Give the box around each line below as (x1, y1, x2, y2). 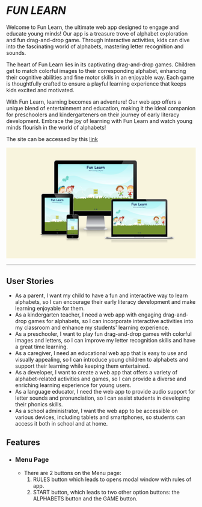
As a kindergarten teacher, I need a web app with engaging (14, 311, 162, 318)
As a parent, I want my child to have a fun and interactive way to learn (14, 292, 188, 299)
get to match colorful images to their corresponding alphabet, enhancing (6, 67, 186, 74)
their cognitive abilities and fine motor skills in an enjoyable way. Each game (6, 74, 194, 81)
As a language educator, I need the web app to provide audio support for (14, 388, 195, 395)
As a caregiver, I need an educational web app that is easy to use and (14, 350, 188, 357)
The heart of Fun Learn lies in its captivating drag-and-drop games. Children (6, 61, 196, 68)
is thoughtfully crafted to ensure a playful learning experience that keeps (6, 80, 186, 87)
